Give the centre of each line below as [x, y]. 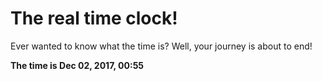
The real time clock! [94, 18]
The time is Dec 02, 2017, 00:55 [77, 65]
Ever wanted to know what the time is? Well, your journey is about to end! [161, 46]
